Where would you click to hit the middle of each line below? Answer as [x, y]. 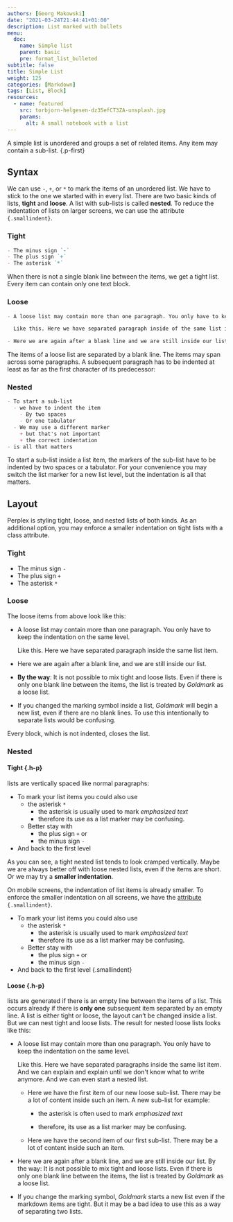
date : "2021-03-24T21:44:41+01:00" [59, 20]
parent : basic [40, 53]
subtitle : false [31, 65]
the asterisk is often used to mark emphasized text [110, 1114]
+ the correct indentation [59, 440]
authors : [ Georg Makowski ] [46, 14]
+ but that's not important [60, 434]
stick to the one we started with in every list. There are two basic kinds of [112, 196]
